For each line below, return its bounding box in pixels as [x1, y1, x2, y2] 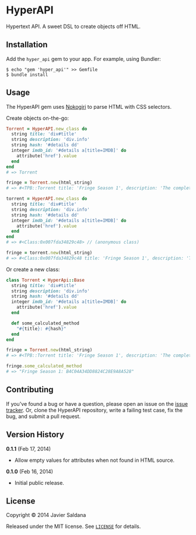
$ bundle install [6, 71, 48, 78]
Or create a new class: [6, 265, 60, 272]
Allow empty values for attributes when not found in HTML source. [14, 457, 175, 464]
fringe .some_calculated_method [6, 363, 82, 369]
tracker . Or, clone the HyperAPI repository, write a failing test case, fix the [6, 406, 183, 413]
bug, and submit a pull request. [6, 413, 81, 420]
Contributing [6, 385, 54, 395]
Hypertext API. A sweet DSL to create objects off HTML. [6, 23, 141, 30]
